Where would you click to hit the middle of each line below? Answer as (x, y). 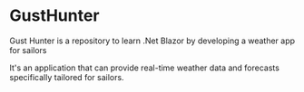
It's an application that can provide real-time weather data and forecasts (144, 68)
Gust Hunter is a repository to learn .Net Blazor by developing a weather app (152, 41)
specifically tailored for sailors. (67, 77)
